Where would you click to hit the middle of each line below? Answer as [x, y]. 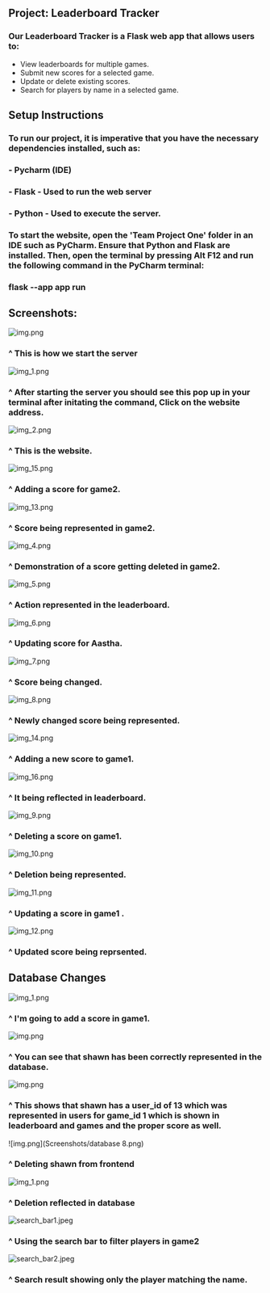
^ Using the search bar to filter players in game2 [104, 1241]
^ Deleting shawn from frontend [71, 1165]
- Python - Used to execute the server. [85, 213]
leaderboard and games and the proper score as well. [115, 1126]
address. [26, 412]
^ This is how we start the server [73, 353]
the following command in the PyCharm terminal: [106, 265]
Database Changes [57, 978]
